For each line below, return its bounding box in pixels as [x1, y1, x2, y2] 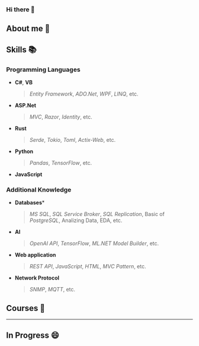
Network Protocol [14, 274, 60, 281]
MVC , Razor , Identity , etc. [29, 113, 93, 120]
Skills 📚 [6, 45, 37, 55]
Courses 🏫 [6, 303, 46, 313]
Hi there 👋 [6, 5, 36, 14]
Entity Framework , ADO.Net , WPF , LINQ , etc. [29, 90, 139, 97]
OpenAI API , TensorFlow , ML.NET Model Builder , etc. [29, 240, 159, 247]
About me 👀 [6, 24, 50, 34]
